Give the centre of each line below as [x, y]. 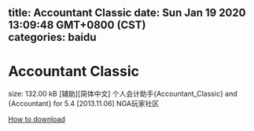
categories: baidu [52, 37]
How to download [37, 119]
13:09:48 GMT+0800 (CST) [77, 25]
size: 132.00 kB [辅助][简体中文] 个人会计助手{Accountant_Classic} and [123, 94]
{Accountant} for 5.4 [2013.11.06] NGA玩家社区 [84, 104]
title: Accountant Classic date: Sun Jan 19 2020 [127, 13]
